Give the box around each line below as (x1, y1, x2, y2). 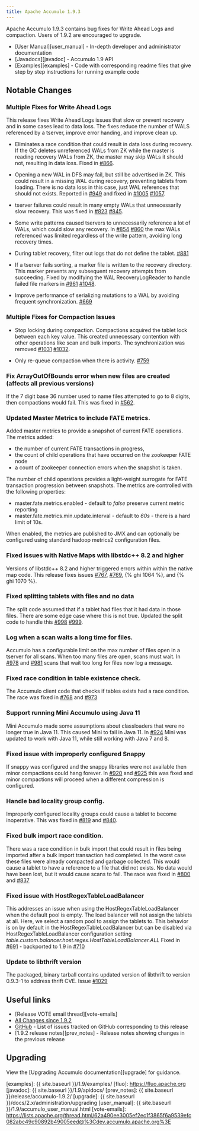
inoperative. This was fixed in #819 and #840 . (6, 817, 118, 824)
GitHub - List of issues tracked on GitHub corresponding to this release (14, 1023, 188, 1030)
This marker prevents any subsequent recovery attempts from (14, 268, 166, 275)
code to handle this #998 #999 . (6, 618, 84, 625)
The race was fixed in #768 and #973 (6, 694, 98, 701)
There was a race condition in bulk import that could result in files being (6, 845, 182, 852)
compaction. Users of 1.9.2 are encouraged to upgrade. (6, 31, 142, 39)
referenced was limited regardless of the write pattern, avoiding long (14, 232, 182, 239)
